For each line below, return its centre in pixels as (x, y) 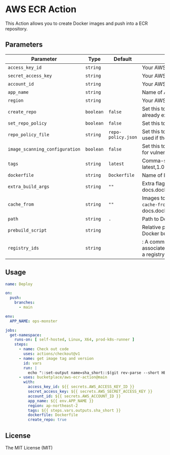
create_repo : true (47, 420)
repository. (16, 28)
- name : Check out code (44, 349)
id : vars (33, 363)
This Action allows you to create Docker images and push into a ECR (77, 23)
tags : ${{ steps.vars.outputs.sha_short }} (74, 410)
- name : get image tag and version (56, 358)
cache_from (21, 204)
